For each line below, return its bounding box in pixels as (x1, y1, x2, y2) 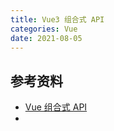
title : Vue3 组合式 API (10, 14, 105, 25)
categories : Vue (10, 24, 78, 34)
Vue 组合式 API (24, 101, 88, 113)
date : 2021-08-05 (10, 33, 83, 43)
